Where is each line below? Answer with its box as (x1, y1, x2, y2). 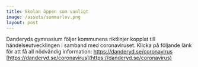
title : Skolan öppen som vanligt (6, 8, 89, 15)
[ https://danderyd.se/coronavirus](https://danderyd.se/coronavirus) (6, 54, 172, 62)
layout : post (6, 19, 39, 25)
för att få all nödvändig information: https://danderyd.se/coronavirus (6, 48, 173, 55)
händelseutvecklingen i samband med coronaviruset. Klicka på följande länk (6, 42, 192, 49)
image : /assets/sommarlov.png (6, 14, 81, 20)
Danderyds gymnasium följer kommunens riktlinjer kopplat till (6, 36, 156, 43)
